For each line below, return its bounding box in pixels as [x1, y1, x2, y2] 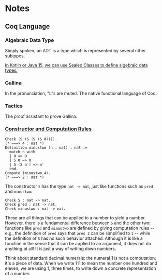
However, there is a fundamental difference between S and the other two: [5, 220, 151, 226]
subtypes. [5, 53, 25, 59]
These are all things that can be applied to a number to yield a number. [5, 215, 146, 220]
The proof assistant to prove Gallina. [5, 113, 77, 119]
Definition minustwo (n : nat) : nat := [5, 145, 88, 150]
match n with [9, 149, 36, 154]
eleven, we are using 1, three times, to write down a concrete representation [5, 265, 156, 271]
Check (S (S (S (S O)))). [5, 137, 57, 141]
